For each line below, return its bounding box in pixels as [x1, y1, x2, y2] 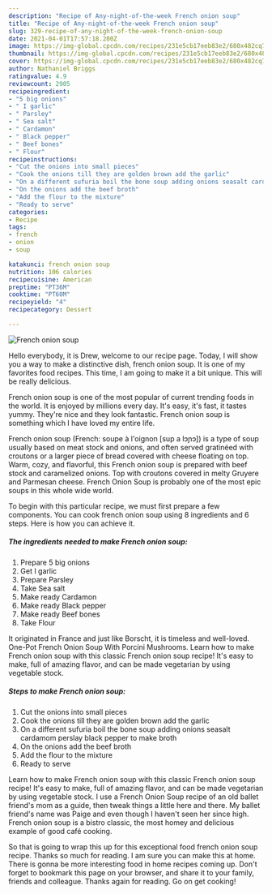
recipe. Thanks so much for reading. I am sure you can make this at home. [8, 850, 257, 860]
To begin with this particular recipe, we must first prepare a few [8, 501, 220, 511]
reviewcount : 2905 [8, 80, 70, 88]
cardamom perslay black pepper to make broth [19, 733, 177, 742]
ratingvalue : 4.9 [8, 72, 67, 80]
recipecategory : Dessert [8, 306, 92, 314]
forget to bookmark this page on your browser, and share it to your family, [8, 867, 255, 877]
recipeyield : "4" [8, 298, 67, 307]
